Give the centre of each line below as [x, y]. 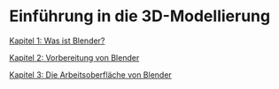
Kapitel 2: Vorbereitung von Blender [74, 57]
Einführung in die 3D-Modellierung [140, 16]
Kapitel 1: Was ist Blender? [57, 41]
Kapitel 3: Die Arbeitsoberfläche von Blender [91, 74]
